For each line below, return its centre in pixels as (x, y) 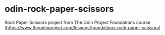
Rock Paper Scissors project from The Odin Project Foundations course (78, 22)
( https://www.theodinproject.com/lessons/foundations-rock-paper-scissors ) (82, 27)
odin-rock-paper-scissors (59, 9)
